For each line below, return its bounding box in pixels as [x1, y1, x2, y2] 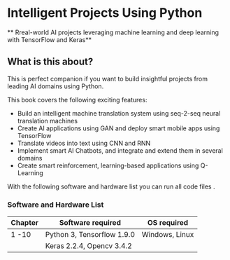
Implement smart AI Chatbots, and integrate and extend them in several [17, 146, 224, 155]
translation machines [17, 116, 78, 125]
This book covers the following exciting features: [7, 95, 148, 104]
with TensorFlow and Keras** [7, 35, 92, 43]
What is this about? [7, 56, 94, 68]
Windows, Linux [141, 230, 194, 240]
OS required [147, 218, 189, 228]
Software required [59, 218, 121, 228]
